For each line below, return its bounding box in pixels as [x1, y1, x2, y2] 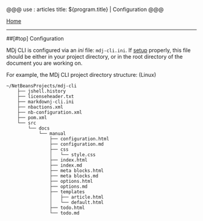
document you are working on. [6, 59, 83, 67]
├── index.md [49, 162, 83, 168]
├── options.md [49, 183, 88, 190]
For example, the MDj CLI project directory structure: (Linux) [6, 71, 156, 78]
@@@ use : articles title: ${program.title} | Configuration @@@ [6, 6, 164, 13]
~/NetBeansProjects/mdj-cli [6, 83, 77, 89]
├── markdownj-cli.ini [17, 99, 74, 105]
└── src [17, 120, 36, 126]
